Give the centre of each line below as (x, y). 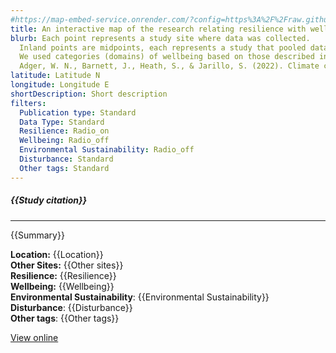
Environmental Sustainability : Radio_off (107, 150)
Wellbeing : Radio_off (64, 141)
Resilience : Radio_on (64, 131)
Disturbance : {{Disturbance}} (71, 307)
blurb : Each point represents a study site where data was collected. (160, 38)
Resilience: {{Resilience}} (63, 275)
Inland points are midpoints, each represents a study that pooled (163, 47)
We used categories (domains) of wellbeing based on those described (167, 57)
